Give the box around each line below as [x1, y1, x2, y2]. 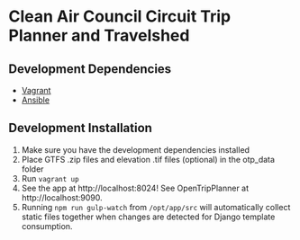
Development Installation [8, 120, 152, 136]
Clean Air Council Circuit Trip [8, 6, 232, 27]
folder [21, 164, 44, 174]
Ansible [21, 94, 50, 105]
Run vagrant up [21, 173, 79, 183]
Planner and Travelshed [8, 25, 190, 46]
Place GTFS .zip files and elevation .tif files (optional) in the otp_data [21, 154, 276, 164]
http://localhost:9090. [21, 191, 103, 203]
